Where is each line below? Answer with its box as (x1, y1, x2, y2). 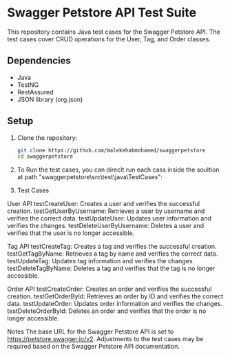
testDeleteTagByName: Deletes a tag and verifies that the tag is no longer (7, 264, 216, 273)
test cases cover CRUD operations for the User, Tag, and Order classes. (7, 34, 211, 43)
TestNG (17, 81, 39, 89)
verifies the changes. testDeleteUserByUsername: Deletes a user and (7, 222, 205, 230)
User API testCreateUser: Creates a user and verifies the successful (7, 200, 200, 208)
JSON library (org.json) (17, 95, 83, 103)
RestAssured (17, 88, 54, 96)
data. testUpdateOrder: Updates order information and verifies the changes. (7, 300, 222, 308)
